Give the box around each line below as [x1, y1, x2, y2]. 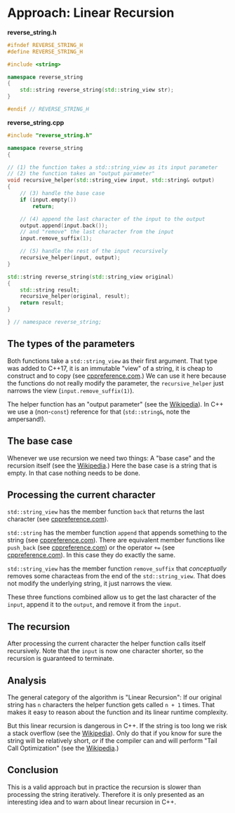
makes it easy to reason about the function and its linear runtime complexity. [7, 708, 229, 716]
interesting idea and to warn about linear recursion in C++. [7, 798, 177, 806]
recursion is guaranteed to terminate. [7, 654, 114, 663]
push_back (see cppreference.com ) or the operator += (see [7, 543, 175, 552]
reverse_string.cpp [7, 118, 65, 127]
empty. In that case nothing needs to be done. [7, 468, 140, 477]
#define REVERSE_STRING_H [7, 48, 83, 55]
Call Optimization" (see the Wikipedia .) [7, 744, 119, 752]
